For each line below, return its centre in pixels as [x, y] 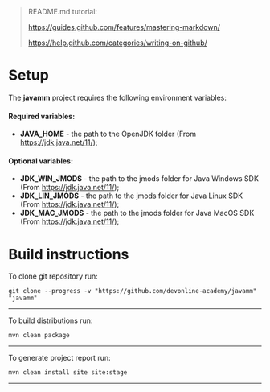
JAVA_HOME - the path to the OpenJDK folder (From [108, 134]
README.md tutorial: [63, 12]
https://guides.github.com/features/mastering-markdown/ [124, 27]
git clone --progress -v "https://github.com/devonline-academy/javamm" [133, 291]
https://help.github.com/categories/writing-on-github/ [117, 43]
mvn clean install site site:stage [68, 373]
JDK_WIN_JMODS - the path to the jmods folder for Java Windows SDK [139, 179]
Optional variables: [41, 161]
